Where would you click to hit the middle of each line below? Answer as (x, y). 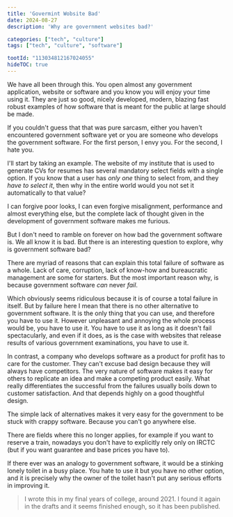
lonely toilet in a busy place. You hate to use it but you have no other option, (116, 470)
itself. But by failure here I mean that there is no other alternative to (103, 305)
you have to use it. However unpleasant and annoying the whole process (111, 320)
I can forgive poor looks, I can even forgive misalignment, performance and (115, 206)
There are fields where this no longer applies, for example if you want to (110, 435)
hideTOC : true (28, 65)
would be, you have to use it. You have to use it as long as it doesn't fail (110, 328)
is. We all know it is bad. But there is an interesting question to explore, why (115, 241)
